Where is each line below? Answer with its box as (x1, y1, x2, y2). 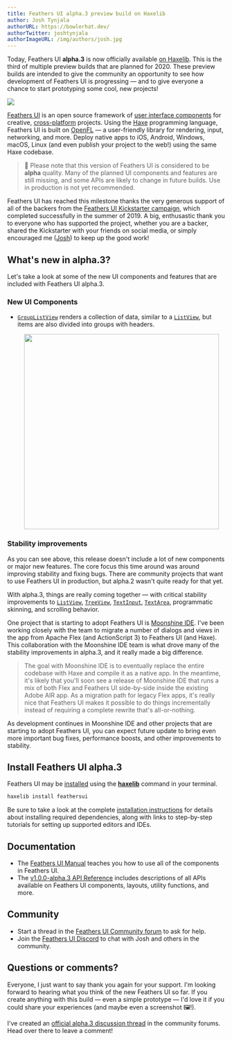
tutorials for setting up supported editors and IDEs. (7, 821, 152, 829)
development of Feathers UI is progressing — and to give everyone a (7, 77, 204, 85)
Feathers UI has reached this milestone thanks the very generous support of (7, 197, 225, 206)
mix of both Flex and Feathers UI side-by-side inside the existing (24, 683, 209, 691)
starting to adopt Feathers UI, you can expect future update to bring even (7, 726, 216, 735)
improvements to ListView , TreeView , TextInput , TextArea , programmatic (7, 598, 213, 606)
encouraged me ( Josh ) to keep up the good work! (7, 234, 150, 242)
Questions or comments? (7, 962, 119, 974)
